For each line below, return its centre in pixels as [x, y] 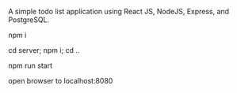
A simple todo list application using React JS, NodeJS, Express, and [119, 11]
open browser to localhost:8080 [61, 81]
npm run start [31, 65]
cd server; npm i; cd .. [44, 50]
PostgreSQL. [29, 20]
